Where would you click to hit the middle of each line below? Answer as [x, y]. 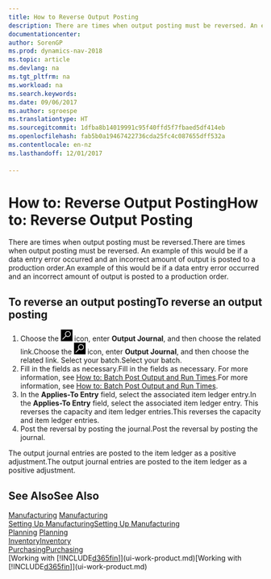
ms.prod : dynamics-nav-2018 [56, 51]
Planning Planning [38, 532]
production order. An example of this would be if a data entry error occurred [134, 268]
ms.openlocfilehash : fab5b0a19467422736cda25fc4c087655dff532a [117, 136]
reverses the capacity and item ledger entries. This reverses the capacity [140, 412]
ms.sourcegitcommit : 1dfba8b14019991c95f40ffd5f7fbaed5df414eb [117, 128]
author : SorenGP [35, 43]
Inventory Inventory [40, 541]
